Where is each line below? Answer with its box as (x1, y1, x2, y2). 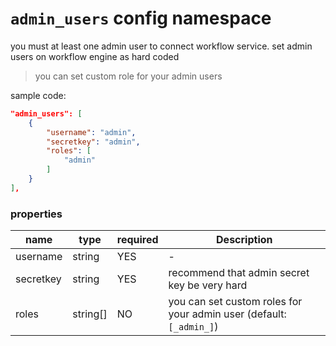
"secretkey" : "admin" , (46, 137, 141, 147)
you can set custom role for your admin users (34, 70, 223, 82)
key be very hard (168, 278, 248, 292)
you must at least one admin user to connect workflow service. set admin (10, 40, 313, 52)
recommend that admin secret (168, 266, 310, 280)
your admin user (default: (168, 307, 287, 321)
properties (10, 207, 63, 221)
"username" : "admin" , (46, 127, 137, 137)
